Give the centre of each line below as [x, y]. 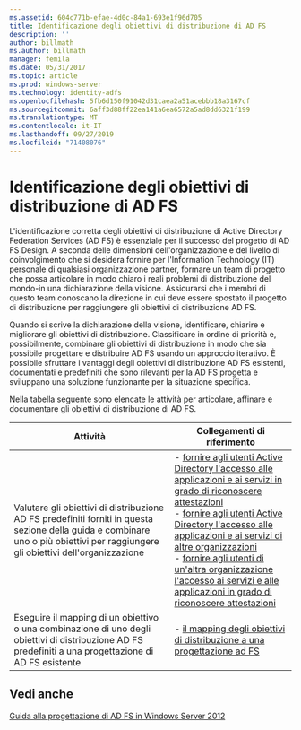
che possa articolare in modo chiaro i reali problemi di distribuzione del [140, 278]
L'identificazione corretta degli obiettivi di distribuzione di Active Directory [146, 230]
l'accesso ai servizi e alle [227, 580]
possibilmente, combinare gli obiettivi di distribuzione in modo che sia [138, 343]
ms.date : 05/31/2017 [48, 68]
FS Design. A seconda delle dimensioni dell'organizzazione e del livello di [145, 250]
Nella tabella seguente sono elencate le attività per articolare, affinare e [141, 399]
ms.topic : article [43, 76]
